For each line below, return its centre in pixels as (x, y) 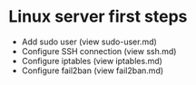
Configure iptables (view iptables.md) (92, 61)
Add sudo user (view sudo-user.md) (89, 42)
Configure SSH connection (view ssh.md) (99, 51)
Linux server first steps (98, 17)
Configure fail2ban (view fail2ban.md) (93, 71)
